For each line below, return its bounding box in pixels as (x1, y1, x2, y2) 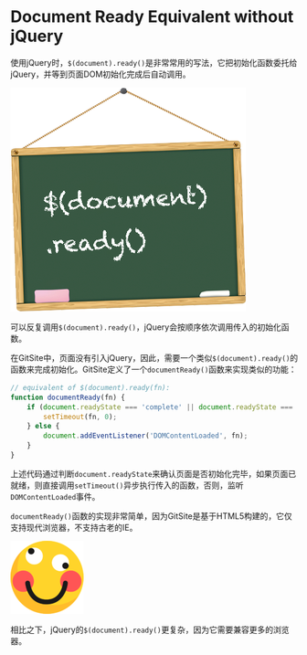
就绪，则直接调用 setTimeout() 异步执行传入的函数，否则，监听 (10, 480, 244, 491)
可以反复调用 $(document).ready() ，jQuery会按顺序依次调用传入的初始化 (10, 322, 281, 333)
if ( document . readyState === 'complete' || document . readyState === (26, 402, 293, 412)
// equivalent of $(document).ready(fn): (10, 383, 171, 392)
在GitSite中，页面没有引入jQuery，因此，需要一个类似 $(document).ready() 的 (10, 352, 299, 363)
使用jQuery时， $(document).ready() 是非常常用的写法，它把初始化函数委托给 (10, 57, 298, 68)
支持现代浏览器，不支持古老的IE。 (10, 522, 138, 533)
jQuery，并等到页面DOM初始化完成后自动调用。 (10, 69, 191, 79)
